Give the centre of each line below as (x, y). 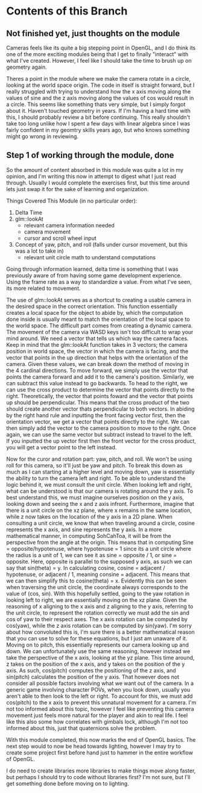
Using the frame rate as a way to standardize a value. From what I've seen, (99, 282)
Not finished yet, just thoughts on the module (93, 33)
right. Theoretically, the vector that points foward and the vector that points (99, 396)
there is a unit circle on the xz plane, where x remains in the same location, (99, 510)
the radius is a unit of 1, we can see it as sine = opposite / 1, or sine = (92, 555)
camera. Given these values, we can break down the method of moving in (98, 364)
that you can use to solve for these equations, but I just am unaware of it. (97, 638)
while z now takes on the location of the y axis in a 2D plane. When (90, 516)
